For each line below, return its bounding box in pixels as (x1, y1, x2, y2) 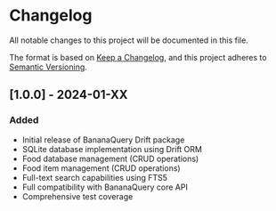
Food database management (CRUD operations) (21, 153, 199, 164)
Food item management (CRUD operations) (21, 162, 181, 174)
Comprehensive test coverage (21, 191, 134, 201)
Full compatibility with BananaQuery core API (21, 182, 189, 192)
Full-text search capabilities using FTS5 (21, 172, 167, 183)
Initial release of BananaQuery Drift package (21, 134, 185, 145)
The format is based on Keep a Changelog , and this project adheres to (9, 52, 267, 62)
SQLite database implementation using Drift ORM (21, 143, 203, 154)
